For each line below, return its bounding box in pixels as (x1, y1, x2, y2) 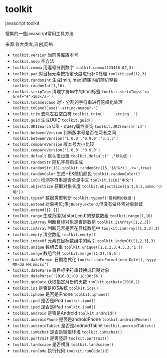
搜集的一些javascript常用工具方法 (5, 30, 74, 36)
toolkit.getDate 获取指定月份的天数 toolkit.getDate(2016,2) (12, 278, 140, 284)
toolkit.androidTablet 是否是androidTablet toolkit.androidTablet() (12, 322, 156, 328)
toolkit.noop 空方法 (12, 58, 54, 64)
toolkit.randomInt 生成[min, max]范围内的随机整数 (12, 77, 118, 83)
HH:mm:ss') (26, 262, 49, 267)
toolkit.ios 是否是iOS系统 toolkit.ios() (12, 285, 99, 291)
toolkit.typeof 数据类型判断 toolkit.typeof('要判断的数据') (12, 195, 136, 201)
